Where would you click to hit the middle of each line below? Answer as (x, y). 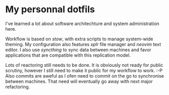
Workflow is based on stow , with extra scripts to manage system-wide (79, 39)
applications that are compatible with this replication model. (68, 55)
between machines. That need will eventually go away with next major (79, 81)
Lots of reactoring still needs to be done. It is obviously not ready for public (84, 65)
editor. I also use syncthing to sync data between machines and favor (78, 50)
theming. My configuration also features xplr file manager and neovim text (83, 44)
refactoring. (18, 87)
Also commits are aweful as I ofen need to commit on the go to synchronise (85, 76)
